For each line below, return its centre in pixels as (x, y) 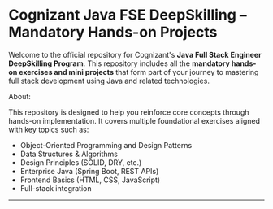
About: (19, 96)
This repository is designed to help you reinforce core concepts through (129, 112)
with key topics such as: (49, 129)
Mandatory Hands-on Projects (113, 32)
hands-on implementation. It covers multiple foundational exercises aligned (134, 120)
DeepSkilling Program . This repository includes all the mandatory (119, 63)
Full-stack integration (56, 188)
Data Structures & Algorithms (69, 154)
